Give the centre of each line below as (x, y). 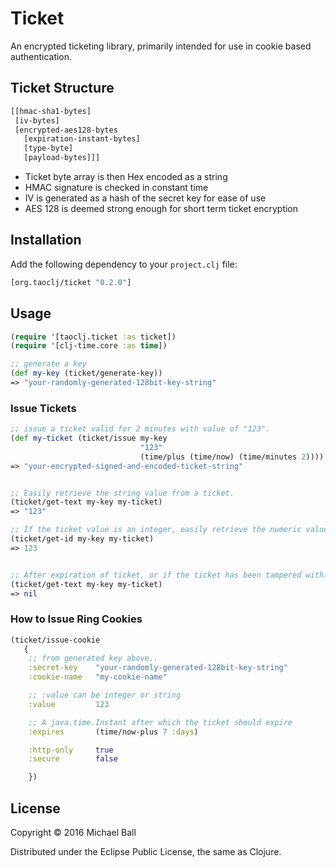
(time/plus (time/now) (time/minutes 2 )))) (232, 457)
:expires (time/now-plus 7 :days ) (113, 732)
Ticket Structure (62, 88)
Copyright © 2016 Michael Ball (73, 833)
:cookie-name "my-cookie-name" (98, 677)
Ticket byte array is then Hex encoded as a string (126, 176)
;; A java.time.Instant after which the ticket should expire (160, 722)
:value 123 (69, 704)
